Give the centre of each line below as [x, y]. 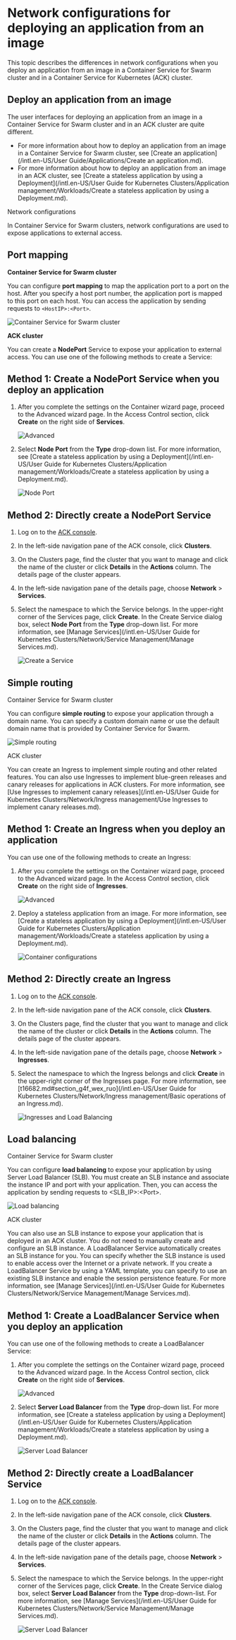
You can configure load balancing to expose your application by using [110, 1170]
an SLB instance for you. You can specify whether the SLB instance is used [116, 1256]
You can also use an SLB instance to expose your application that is [105, 1233]
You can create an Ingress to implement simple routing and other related [112, 770]
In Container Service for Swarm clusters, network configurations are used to [118, 225]
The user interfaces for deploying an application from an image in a [105, 116]
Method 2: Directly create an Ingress [89, 979]
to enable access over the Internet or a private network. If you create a [110, 1263]
